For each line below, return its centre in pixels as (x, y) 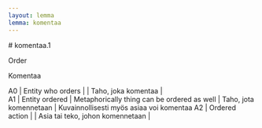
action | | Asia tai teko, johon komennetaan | (79, 115)
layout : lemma (31, 15)
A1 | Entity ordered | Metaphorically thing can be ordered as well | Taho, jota (131, 99)
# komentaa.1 (30, 45)
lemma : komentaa (35, 23)
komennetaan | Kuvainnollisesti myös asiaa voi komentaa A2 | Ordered (122, 108)
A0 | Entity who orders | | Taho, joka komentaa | (85, 90)
